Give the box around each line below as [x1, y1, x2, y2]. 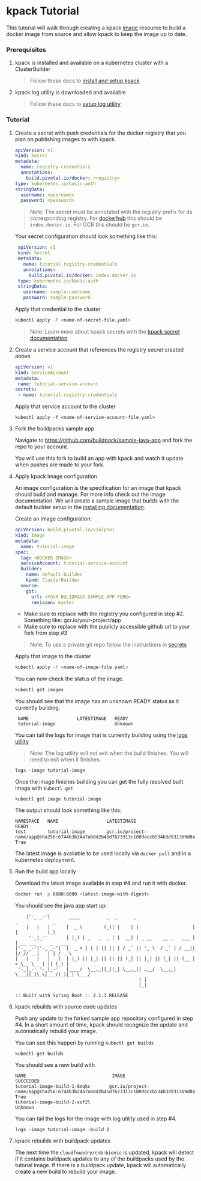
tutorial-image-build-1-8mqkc [14, 1084, 91, 1090]
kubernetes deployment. [14, 856, 76, 864]
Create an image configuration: [14, 515, 92, 522]
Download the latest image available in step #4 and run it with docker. [14, 879, 187, 887]
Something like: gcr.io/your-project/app [23, 617, 122, 624]
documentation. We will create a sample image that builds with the [14, 497, 179, 504]
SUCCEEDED [14, 1078, 40, 1084]
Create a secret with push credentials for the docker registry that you [14, 129, 186, 136]
